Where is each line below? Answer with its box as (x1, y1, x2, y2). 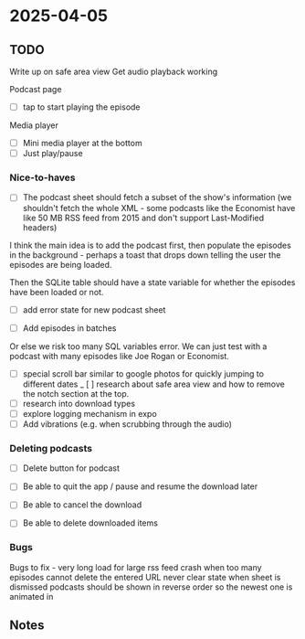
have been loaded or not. (9, 286, 104, 297)
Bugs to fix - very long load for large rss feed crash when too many (9, 561, 262, 572)
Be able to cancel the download (22, 499, 142, 510)
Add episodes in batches (22, 322, 117, 334)
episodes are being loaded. (9, 259, 112, 270)
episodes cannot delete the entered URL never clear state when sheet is (9, 571, 281, 582)
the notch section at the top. (22, 388, 130, 399)
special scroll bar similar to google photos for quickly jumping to (22, 367, 265, 379)
